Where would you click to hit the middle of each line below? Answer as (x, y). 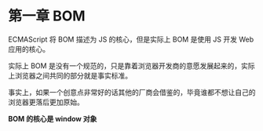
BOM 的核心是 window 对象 (53, 118)
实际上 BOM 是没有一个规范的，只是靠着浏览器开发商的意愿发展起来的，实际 (131, 65)
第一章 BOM (47, 16)
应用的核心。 (29, 49)
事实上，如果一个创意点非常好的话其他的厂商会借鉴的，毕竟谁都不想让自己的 (132, 92)
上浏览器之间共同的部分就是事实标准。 (70, 75)
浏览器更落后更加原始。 (46, 102)
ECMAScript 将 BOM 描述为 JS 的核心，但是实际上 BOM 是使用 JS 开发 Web (131, 39)
